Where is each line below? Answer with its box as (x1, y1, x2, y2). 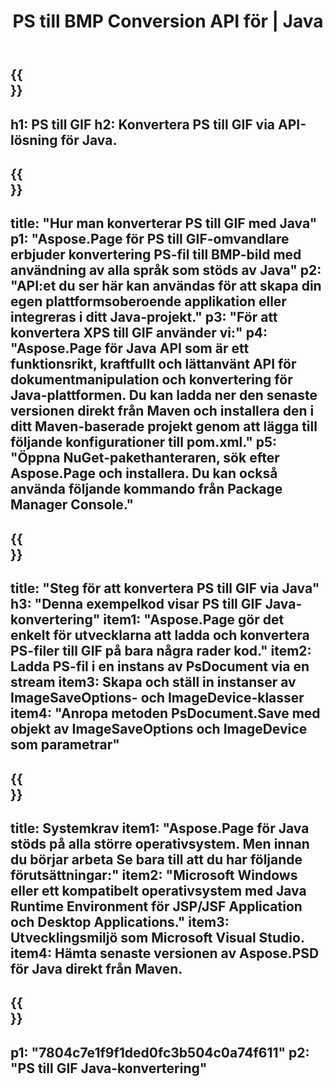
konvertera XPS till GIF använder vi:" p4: (10, 325, 268, 342)
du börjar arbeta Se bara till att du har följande (10, 851, 303, 868)
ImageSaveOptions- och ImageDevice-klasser (10, 690, 305, 707)
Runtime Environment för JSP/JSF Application (10, 898, 303, 915)
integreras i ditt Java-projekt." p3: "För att (10, 309, 278, 326)
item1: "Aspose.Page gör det (103, 611, 285, 629)
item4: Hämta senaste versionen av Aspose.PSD (10, 945, 320, 962)
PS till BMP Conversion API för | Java (12, 10, 324, 33)
